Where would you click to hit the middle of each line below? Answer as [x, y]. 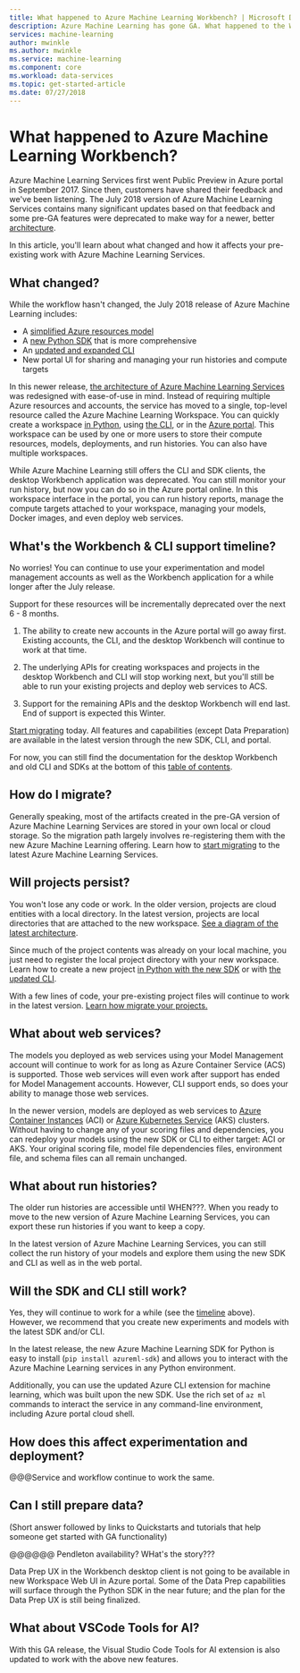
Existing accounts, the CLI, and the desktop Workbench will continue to [154, 641]
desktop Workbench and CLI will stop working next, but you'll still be [148, 677]
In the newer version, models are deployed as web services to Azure [135, 1110]
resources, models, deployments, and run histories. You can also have [138, 444]
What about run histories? [83, 1186]
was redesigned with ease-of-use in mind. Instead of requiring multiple [140, 396]
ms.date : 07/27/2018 [48, 92]
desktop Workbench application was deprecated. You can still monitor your [147, 480]
